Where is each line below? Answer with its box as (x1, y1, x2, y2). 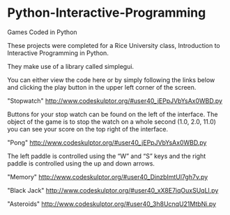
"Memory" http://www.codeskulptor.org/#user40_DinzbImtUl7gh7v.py (7, 173, 208, 181)
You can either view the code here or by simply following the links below (7, 75, 215, 84)
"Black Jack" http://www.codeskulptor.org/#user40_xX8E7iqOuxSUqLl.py (7, 186, 219, 194)
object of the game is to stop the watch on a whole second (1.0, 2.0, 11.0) (7, 117, 216, 126)
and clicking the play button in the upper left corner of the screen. (7, 83, 197, 91)
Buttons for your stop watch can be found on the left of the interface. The (7, 110, 218, 118)
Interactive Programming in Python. (7, 49, 109, 57)
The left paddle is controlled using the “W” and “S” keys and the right (7, 152, 206, 160)
